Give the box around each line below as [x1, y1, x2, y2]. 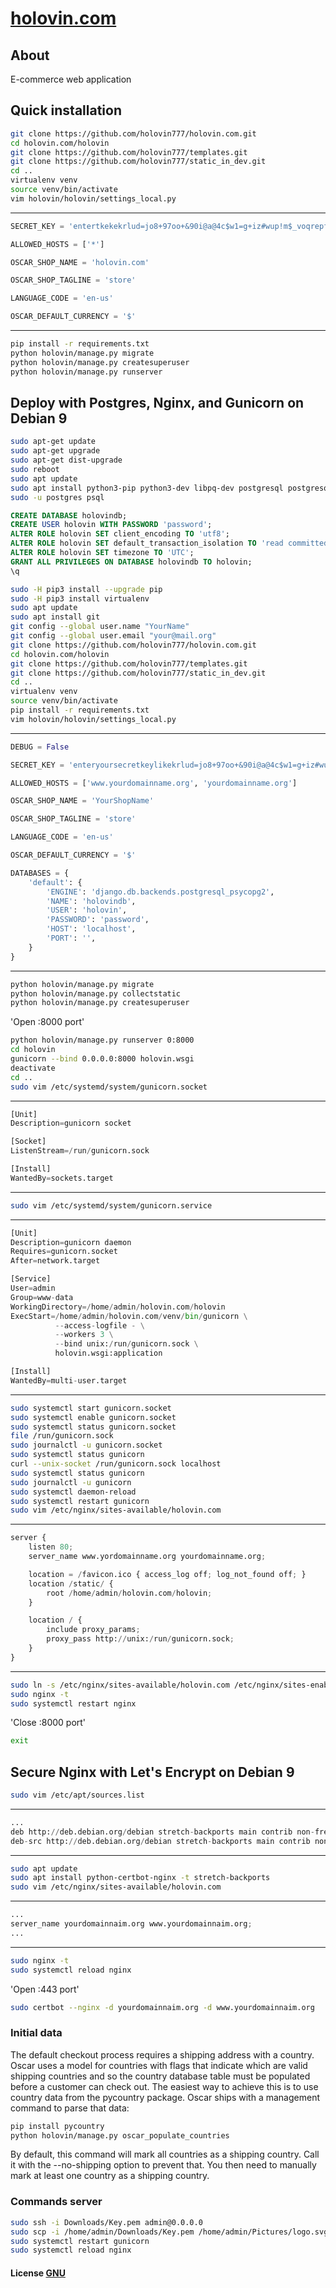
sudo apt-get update [10, 437, 97, 447]
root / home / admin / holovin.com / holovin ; [46, 1588, 213, 1598]
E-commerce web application [10, 73, 132, 85]
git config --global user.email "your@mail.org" [10, 631, 217, 641]
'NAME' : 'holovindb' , [46, 896, 137, 906]
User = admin [10, 1283, 56, 1293]
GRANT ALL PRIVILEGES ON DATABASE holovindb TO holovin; [10, 557, 253, 567]
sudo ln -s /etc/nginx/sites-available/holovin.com [10, 1680, 230, 1690]
